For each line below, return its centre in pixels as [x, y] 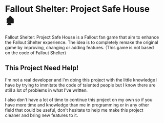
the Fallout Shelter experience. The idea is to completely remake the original [82, 42]
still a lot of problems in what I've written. [46, 90]
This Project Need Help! [42, 68]
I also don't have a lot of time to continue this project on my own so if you [79, 100]
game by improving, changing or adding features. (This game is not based [80, 47]
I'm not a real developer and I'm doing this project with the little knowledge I [81, 80]
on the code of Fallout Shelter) [36, 53]
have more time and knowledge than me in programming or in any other [77, 105]
